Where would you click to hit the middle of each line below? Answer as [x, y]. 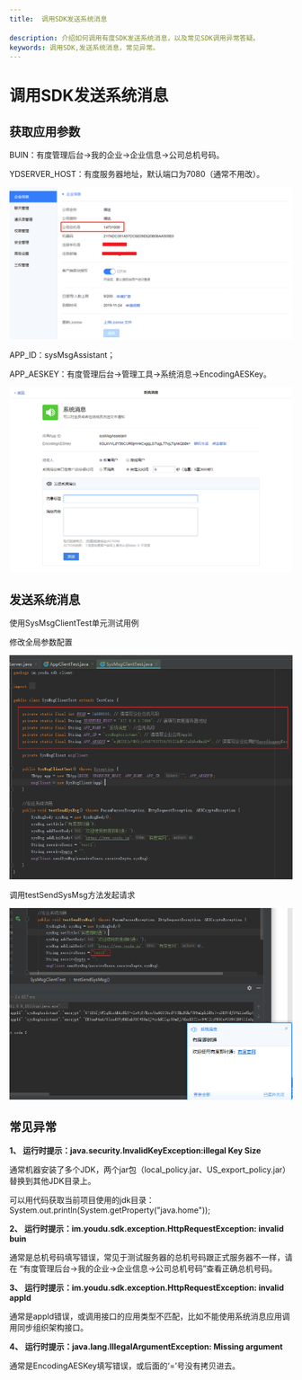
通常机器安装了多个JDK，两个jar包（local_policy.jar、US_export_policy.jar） [150, 1170]
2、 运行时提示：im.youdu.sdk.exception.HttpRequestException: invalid [147, 1228]
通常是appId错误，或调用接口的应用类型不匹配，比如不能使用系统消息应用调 [150, 1316]
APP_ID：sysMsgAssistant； [62, 354]
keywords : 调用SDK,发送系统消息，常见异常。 [84, 48]
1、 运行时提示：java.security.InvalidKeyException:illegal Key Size [135, 1150]
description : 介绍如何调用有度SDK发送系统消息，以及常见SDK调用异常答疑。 [135, 38]
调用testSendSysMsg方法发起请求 [72, 895]
